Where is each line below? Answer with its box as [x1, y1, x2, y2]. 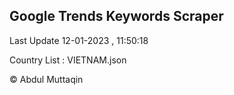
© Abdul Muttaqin [9, 73, 84, 85]
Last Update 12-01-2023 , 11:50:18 [9, 34, 149, 46]
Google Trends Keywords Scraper [9, 8, 224, 25]
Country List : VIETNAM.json [9, 54, 127, 66]
